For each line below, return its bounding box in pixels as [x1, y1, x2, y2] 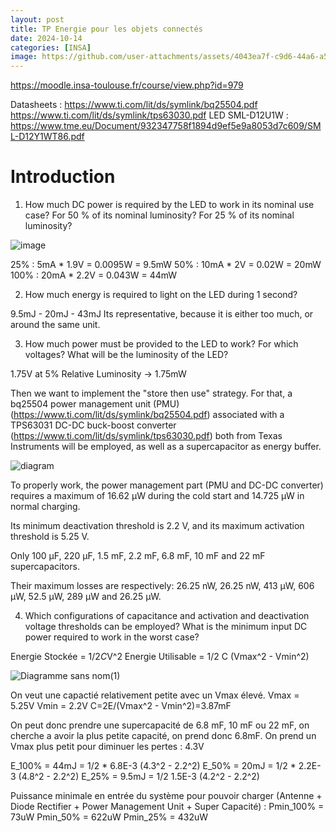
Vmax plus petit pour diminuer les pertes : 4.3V [10, 741, 205, 753]
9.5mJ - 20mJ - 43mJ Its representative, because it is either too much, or [10, 308, 314, 320]
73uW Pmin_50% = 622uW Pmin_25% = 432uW [10, 811, 209, 823]
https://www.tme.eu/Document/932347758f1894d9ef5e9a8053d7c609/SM [10, 120, 322, 132]
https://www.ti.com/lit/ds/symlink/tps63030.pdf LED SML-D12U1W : [10, 109, 289, 121]
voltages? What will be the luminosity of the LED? [24, 349, 229, 361]
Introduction [10, 166, 116, 188]
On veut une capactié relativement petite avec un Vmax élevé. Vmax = [10, 689, 300, 701]
